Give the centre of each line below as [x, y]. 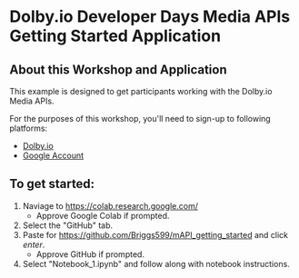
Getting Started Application [115, 36]
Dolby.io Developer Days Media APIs [150, 17]
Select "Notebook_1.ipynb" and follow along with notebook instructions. [156, 263]
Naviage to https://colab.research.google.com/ [110, 205]
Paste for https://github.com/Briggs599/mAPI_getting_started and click [155, 234]
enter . [34, 244]
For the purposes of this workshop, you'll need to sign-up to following [140, 119]
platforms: [29, 128]
